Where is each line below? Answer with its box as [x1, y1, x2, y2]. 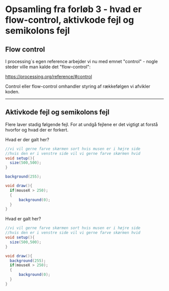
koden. [5, 89, 20, 94]
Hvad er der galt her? [5, 136, 49, 142]
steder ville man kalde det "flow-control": [5, 64, 91, 70]
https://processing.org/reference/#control [5, 74, 92, 79]
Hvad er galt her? [5, 216, 41, 222]
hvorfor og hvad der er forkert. [5, 127, 69, 133]
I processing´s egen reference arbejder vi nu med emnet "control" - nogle [5, 59, 158, 64]
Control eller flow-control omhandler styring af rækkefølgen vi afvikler [5, 83, 151, 89]
